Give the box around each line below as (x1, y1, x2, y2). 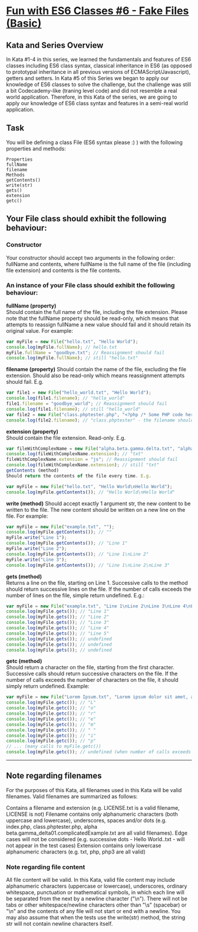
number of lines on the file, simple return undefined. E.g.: (6, 591, 145, 599)
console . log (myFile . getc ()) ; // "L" (6, 699, 96, 706)
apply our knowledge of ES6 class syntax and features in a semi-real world (6, 100, 189, 107)
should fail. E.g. (6, 378, 44, 385)
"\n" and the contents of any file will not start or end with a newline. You (6, 908, 181, 915)
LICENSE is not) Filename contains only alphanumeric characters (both (6, 810, 179, 817)
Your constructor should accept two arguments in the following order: (6, 254, 176, 261)
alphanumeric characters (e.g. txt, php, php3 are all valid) (6, 848, 146, 855)
